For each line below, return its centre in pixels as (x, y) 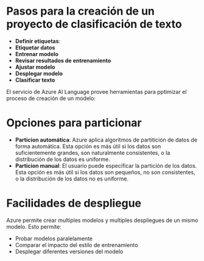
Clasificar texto (35, 80)
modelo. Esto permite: (34, 226)
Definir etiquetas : (38, 41)
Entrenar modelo (37, 54)
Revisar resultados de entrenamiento (63, 60)
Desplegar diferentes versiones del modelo (69, 251)
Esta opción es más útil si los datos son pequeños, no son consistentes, (105, 172)
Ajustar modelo (35, 67)
